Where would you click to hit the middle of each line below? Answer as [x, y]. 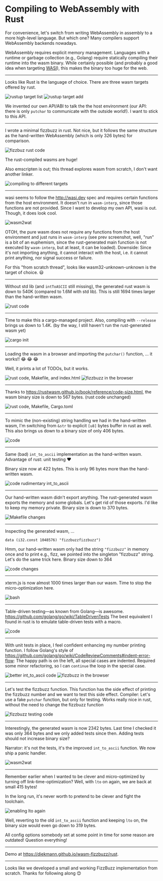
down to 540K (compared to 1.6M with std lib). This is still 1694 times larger [80, 291]
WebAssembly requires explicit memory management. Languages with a [77, 53]
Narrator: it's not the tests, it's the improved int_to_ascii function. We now [80, 748]
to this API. [16, 116]
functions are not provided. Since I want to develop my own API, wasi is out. [81, 208]
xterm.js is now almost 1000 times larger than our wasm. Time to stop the [78, 583]
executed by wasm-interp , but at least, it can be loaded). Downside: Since [78, 247]
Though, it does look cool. [31, 213]
